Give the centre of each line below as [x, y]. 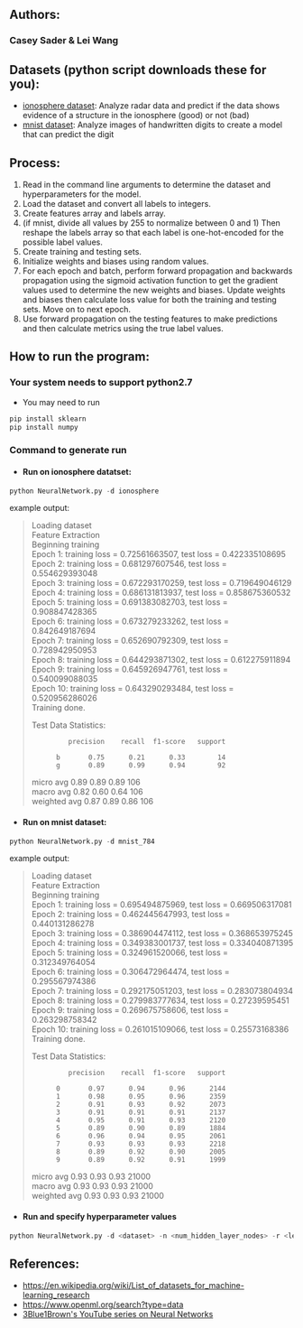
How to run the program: [80, 357]
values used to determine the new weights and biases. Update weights [154, 290]
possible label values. [63, 242]
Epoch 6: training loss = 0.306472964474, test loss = [130, 972]
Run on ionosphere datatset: [77, 471]
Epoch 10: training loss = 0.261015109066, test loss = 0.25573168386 [160, 1029]
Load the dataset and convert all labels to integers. [117, 203]
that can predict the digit [68, 135]
